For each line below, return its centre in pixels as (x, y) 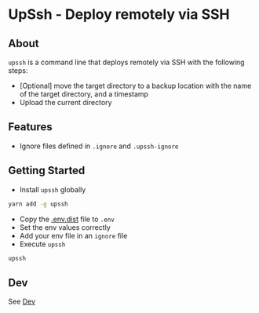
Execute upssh (42, 244)
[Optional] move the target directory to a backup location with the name (135, 86)
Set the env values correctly (65, 227)
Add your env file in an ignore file (73, 235)
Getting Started (47, 171)
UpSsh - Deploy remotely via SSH (119, 15)
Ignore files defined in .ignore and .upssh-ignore (99, 146)
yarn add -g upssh (38, 204)
